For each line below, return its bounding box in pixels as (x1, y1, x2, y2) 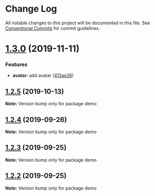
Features (5, 61, 28, 68)
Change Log (5, 3, 57, 15)
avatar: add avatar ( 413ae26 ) (12, 72, 74, 79)
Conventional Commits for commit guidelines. (5, 25, 100, 31)
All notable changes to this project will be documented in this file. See (5, 20, 150, 26)
